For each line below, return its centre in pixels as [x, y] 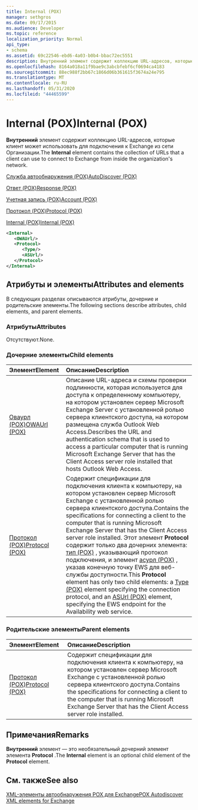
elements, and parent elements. [44, 311]
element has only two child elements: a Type [127, 582]
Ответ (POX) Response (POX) [41, 188]
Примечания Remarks [48, 735]
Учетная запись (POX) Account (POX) [52, 199]
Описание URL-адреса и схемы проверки [126, 380]
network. [17, 165]
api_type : [18, 45]
